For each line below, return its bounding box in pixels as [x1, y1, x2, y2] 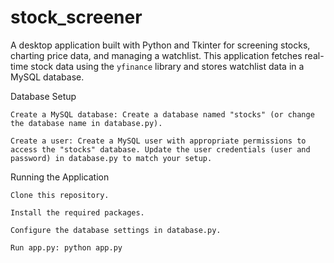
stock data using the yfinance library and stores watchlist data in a [30, 60, 305, 72]
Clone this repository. [10, 190, 110, 200]
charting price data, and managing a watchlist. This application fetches [10, 49, 303, 61]
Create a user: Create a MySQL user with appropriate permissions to [10, 136, 307, 146]
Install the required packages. [10, 207, 145, 218]
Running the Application [10, 171, 110, 183]
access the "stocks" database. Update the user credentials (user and [10, 144, 311, 155]
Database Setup [10, 90, 77, 102]
